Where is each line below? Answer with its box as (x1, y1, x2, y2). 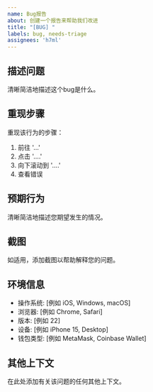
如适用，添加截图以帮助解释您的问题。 (7, 256, 119, 264)
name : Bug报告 (7, 10, 47, 18)
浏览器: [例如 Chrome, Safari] (17, 307, 103, 316)
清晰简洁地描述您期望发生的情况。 (7, 212, 107, 221)
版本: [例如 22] (17, 317, 60, 325)
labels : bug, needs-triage (7, 30, 87, 38)
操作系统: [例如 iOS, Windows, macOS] (17, 299, 131, 307)
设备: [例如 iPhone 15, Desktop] (17, 325, 108, 334)
